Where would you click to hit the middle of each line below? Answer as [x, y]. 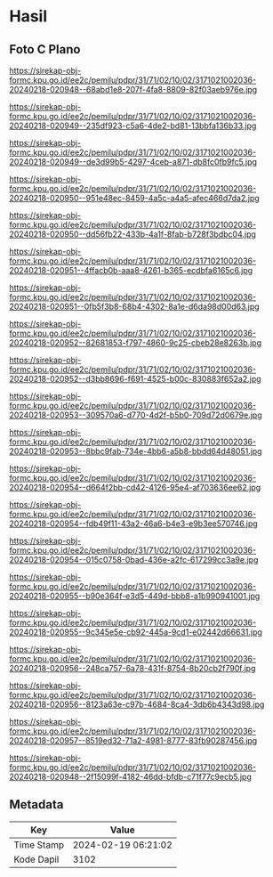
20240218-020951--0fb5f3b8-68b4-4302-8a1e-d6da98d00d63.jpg [134, 306]
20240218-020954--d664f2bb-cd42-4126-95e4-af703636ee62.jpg [135, 487]
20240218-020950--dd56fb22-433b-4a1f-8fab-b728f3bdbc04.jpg [132, 234]
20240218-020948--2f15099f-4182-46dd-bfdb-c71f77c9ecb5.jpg [130, 777]
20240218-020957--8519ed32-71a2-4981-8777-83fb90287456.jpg [133, 740]
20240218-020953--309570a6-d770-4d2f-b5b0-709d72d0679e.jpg [136, 415]
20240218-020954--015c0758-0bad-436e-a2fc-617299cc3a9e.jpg [134, 560]
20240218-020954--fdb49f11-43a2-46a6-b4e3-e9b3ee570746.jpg [133, 524]
